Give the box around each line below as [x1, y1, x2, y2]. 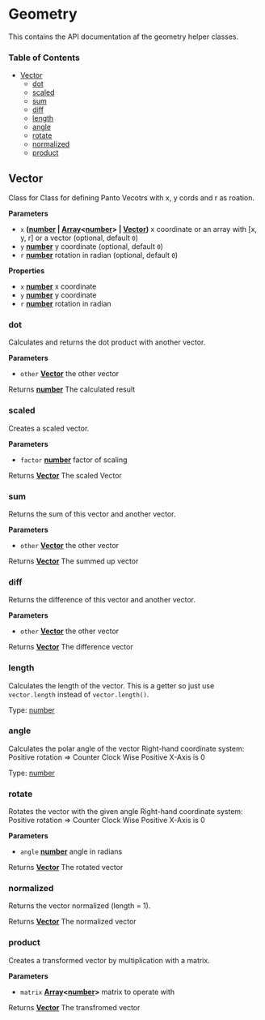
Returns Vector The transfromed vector [8, 1002, 141, 1012]
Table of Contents [8, 52, 81, 63]
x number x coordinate [19, 281, 97, 292]
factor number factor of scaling [19, 455, 128, 465]
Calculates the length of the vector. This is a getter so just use [8, 680, 215, 690]
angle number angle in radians [19, 846, 123, 856]
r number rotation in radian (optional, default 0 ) [19, 251, 179, 260]
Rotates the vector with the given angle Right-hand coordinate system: [8, 807, 244, 816]
